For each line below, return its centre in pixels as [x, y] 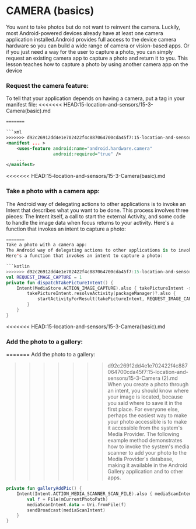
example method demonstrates [145, 441]
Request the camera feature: [48, 85]
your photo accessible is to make [147, 422]
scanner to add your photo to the [147, 453]
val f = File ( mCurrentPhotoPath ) [68, 499]
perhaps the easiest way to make [148, 415]
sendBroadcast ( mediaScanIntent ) [66, 510]
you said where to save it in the [145, 403]
